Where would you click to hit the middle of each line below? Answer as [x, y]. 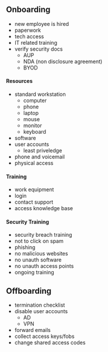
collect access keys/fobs [44, 336]
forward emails [32, 330]
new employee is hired [41, 24]
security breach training [43, 235]
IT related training [36, 42]
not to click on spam [39, 241]
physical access [34, 163]
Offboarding [29, 291]
